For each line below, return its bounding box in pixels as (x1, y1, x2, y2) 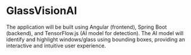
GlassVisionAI (6, 4, 77, 18)
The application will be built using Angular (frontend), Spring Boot (6, 23, 167, 30)
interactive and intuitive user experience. (6, 42, 106, 49)
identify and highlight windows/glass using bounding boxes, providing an (6, 36, 186, 43)
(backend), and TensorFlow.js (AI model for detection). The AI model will (6, 29, 184, 36)
